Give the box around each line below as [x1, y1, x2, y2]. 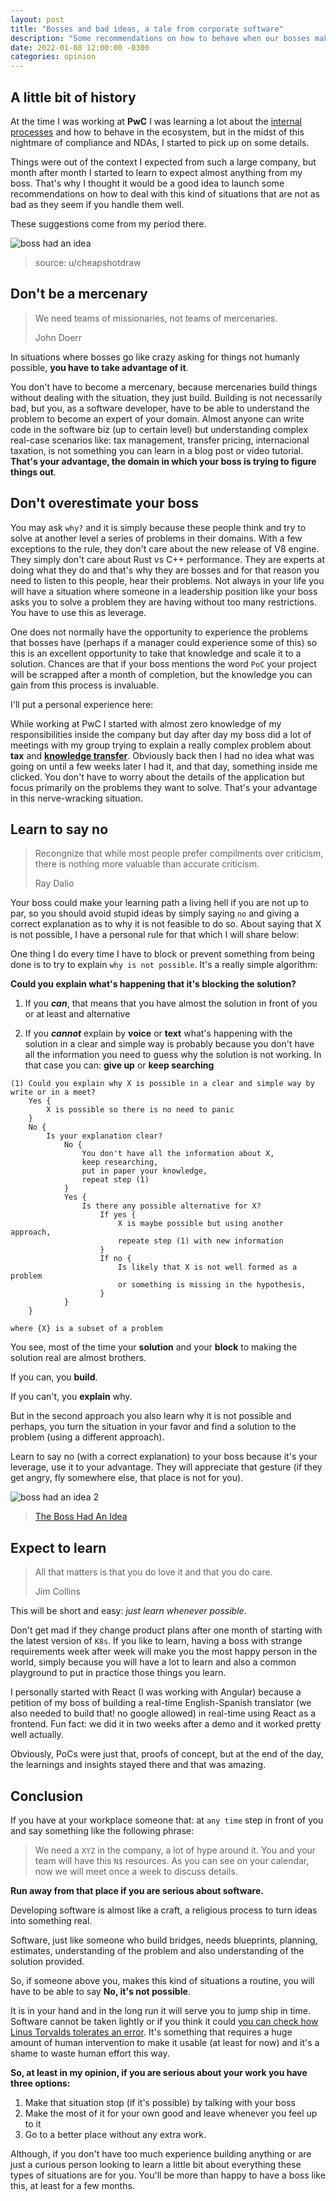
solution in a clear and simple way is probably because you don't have [24, 1038, 315, 1050]
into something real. [10, 1915, 93, 1926]
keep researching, [81, 1157, 159, 1168]
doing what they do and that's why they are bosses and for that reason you [10, 564, 320, 576]
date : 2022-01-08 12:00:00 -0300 [10, 42, 150, 53]
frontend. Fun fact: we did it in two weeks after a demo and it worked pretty [10, 1718, 322, 1730]
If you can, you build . [10, 1371, 98, 1383]
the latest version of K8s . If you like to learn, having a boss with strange [10, 1635, 303, 1647]
